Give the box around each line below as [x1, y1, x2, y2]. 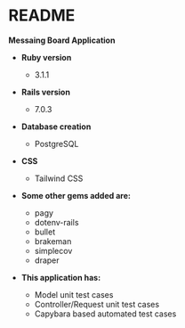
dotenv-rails [34, 217, 79, 227]
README [8, 5, 76, 26]
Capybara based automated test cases [34, 308, 177, 319]
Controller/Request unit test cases [34, 299, 160, 309]
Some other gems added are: [20, 190, 131, 201]
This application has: [20, 272, 101, 283]
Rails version [20, 86, 70, 97]
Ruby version [20, 52, 72, 62]
